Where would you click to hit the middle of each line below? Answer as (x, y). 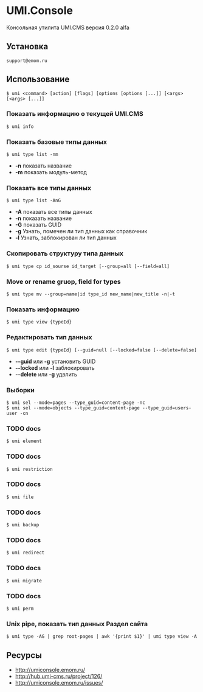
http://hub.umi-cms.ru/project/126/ (59, 676)
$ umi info (20, 126)
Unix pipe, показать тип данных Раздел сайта (77, 624)
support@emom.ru (27, 61)
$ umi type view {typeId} (39, 322)
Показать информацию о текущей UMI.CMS (75, 114)
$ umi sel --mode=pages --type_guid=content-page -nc (76, 403)
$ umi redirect (26, 553)
